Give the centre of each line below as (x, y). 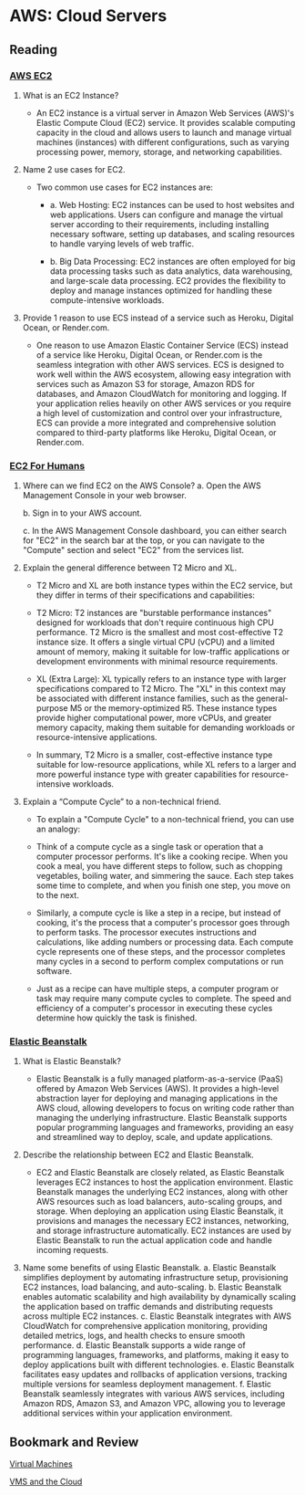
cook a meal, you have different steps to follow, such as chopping (159, 866)
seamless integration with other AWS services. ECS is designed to (160, 364)
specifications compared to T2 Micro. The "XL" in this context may (161, 689)
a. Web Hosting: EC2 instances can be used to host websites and (172, 204)
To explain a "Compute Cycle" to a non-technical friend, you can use (165, 820)
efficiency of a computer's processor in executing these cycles (154, 1009)
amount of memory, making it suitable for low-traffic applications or (163, 652)
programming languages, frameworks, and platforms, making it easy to (156, 1355)
